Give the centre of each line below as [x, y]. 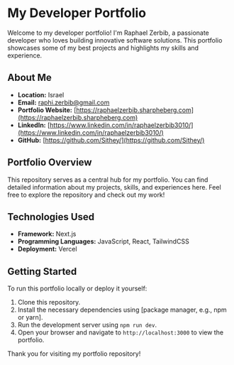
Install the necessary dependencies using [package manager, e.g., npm [122, 310]
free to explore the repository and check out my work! [86, 195]
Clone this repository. [49, 303]
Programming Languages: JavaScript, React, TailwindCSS [103, 241]
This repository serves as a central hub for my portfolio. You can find [108, 180]
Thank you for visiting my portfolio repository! [74, 354]
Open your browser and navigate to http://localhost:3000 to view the [121, 332]
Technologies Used [51, 217]
